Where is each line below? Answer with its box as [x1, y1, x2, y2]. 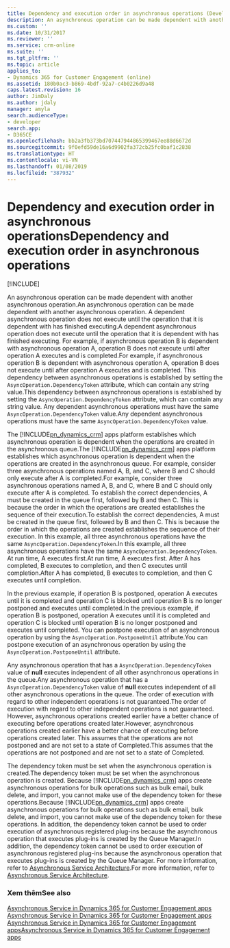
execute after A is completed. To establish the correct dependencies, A [7, 488, 207, 497]
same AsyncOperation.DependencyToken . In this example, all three [7, 540, 187, 548]
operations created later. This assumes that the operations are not [7, 734, 194, 742]
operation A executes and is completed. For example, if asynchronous [7, 351, 203, 360]
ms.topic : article [7, 61, 60, 68]
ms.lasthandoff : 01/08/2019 [7, 163, 88, 170]
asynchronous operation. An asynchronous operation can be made [7, 300, 194, 309]
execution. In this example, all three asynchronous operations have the [7, 532, 207, 541]
